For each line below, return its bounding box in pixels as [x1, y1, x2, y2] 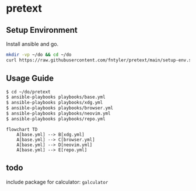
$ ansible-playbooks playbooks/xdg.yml [6, 100, 103, 106]
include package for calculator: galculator [6, 178, 108, 185]
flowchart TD [6, 126, 38, 133]
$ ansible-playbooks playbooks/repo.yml [6, 116, 106, 121]
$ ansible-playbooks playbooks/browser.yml [6, 105, 114, 111]
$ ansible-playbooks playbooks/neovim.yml [6, 110, 111, 117]
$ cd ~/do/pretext [6, 89, 51, 95]
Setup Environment [6, 25, 78, 35]
